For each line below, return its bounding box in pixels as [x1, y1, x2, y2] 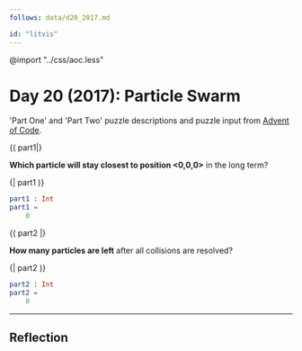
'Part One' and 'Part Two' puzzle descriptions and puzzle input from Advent [9, 115, 289, 126]
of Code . [9, 125, 42, 136]
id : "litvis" [9, 29, 58, 39]
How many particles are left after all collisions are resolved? [9, 245, 234, 256]
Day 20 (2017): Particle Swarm [9, 85, 241, 106]
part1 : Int [9, 194, 54, 203]
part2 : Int [9, 280, 54, 289]
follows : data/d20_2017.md [9, 13, 111, 22]
